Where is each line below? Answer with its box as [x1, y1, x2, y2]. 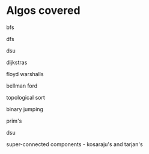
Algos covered [6, 4, 81, 18]
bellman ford [6, 82, 38, 89]
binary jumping [6, 105, 44, 112]
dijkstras [6, 59, 28, 66]
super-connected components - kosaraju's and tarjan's [6, 140, 143, 148]
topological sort [6, 94, 45, 101]
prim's [6, 117, 22, 124]
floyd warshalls [6, 70, 44, 77]
